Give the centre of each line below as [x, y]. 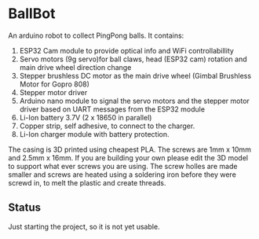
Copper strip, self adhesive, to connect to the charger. [107, 126]
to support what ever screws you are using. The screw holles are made [123, 166]
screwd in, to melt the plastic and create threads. [87, 182]
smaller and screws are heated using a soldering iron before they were [122, 175]
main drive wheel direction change [75, 67]
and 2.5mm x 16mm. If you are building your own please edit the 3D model [128, 157]
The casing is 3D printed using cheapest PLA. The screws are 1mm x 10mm [129, 149]
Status [25, 208]
